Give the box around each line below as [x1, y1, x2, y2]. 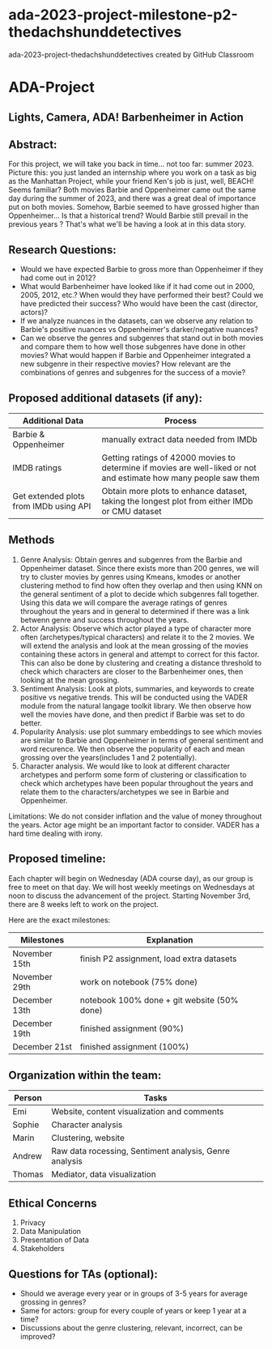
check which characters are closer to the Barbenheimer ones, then [19, 666, 244, 676]
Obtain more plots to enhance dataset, [101, 485, 248, 496]
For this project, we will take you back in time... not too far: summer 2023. [8, 160, 254, 169]
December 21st [12, 1040, 73, 1052]
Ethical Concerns [8, 1196, 97, 1210]
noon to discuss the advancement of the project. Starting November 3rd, [8, 891, 251, 900]
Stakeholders [19, 1244, 65, 1253]
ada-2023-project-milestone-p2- [8, 6, 238, 24]
